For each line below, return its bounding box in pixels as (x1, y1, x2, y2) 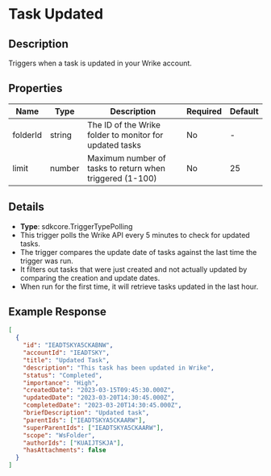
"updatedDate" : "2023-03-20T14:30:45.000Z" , (23, 394, 175, 402)
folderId (12, 129, 43, 140)
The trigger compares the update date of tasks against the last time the (19, 247, 257, 257)
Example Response (8, 305, 106, 319)
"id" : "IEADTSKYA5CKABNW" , (23, 341, 114, 349)
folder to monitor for (87, 129, 164, 140)
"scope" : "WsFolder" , (23, 431, 95, 440)
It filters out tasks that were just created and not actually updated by (19, 264, 248, 274)
